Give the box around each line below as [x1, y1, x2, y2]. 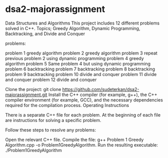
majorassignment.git [5, 91, 48, 97]
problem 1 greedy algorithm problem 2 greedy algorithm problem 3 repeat [5, 50, 158, 56]
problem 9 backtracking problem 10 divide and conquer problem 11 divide [5, 71, 157, 77]
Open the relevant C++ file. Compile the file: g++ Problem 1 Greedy [5, 136, 144, 142]
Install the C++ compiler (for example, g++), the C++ [48, 91, 157, 97]
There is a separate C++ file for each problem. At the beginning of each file [5, 111, 161, 118]
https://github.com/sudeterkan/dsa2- [62, 86, 139, 92]
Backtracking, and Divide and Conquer [5, 30, 85, 36]
